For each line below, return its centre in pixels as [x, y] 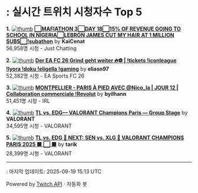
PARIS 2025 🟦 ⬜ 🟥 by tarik [42, 144]
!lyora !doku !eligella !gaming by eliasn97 [58, 69]
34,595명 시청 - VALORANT [39, 126]
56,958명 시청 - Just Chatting [41, 48]
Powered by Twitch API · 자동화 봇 [47, 184]
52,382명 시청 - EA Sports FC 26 [45, 76]
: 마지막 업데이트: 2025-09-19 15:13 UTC [54, 171]
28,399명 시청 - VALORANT [39, 153]
